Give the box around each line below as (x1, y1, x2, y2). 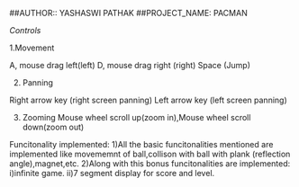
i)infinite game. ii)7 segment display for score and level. (9, 168, 215, 178)
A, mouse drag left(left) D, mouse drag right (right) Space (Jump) (9, 60, 250, 70)
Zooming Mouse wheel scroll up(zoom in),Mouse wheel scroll (22, 112, 251, 122)
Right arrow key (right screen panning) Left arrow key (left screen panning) (9, 94, 288, 105)
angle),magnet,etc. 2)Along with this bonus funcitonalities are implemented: (9, 158, 291, 169)
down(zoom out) (22, 121, 85, 132)
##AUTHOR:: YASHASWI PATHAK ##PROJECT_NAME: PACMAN (9, 8, 248, 18)
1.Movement (9, 42, 55, 53)
